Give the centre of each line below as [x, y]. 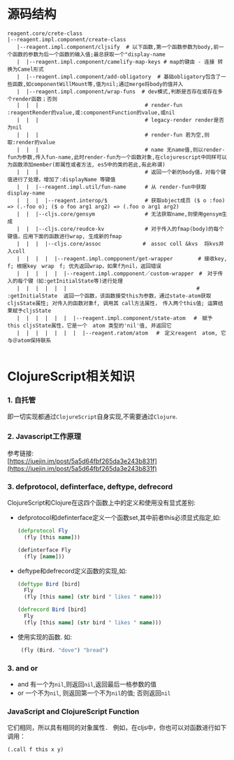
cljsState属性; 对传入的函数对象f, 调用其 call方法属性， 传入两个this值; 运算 [113, 303]
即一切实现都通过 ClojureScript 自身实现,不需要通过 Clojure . [93, 416]
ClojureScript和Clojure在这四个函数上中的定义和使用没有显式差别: [101, 503]
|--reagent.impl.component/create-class [67, 39]
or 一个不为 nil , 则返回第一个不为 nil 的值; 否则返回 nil [94, 693]
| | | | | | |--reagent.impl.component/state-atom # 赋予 [115, 318]
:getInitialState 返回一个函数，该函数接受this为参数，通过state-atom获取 [109, 296]
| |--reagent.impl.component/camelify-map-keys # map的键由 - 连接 [116, 62]
